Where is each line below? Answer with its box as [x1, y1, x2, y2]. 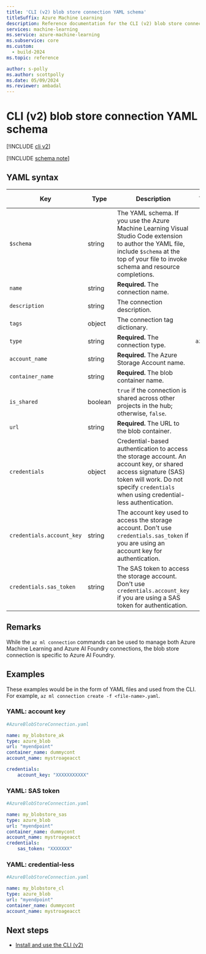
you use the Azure [117, 216, 170, 225]
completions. [117, 270, 154, 278]
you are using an [117, 539, 166, 547]
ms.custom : [6, 44, 34, 50]
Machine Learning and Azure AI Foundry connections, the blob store [6, 644, 180, 652]
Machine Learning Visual [117, 224, 189, 232]
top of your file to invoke [117, 254, 188, 263]
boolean [88, 397, 112, 406]
